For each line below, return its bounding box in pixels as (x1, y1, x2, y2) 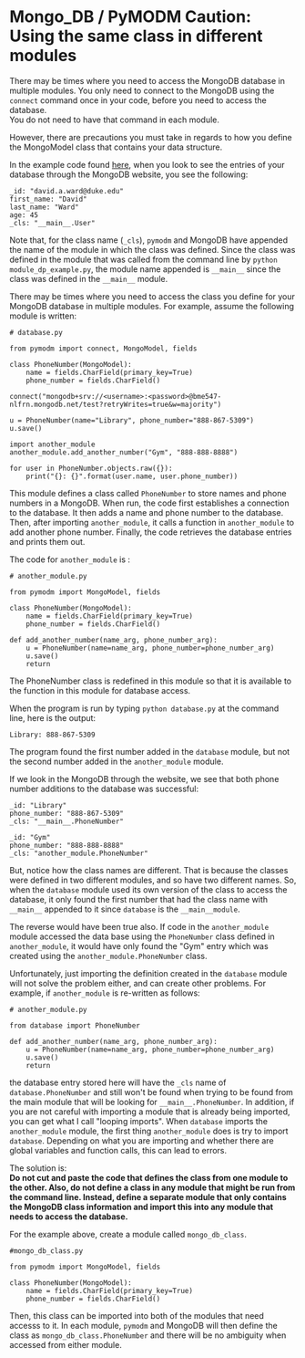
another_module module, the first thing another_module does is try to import (9, 1125, 289, 1136)
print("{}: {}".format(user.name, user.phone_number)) (25, 472, 239, 481)
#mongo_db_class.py (9, 1246, 84, 1256)
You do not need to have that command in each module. (9, 114, 220, 125)
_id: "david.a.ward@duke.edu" (9, 186, 125, 195)
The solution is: (9, 1162, 67, 1174)
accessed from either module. (9, 1339, 123, 1350)
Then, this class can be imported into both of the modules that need (9, 1310, 264, 1321)
